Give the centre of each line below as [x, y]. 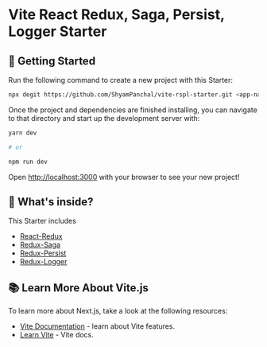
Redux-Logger [43, 262]
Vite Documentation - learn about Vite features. [97, 326]
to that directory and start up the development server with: [104, 118]
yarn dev [23, 133]
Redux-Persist [43, 253]
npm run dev [28, 162]
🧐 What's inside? [51, 202]
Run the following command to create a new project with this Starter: [120, 80]
